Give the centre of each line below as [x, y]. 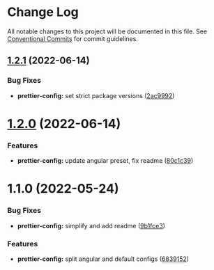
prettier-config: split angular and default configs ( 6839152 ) [103, 259]
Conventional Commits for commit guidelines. [72, 38]
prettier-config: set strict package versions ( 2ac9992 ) [96, 95]
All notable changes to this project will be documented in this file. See [107, 31]
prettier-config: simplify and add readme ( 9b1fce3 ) [91, 225]
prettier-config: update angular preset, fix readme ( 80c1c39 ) [105, 161]
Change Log [43, 12]
